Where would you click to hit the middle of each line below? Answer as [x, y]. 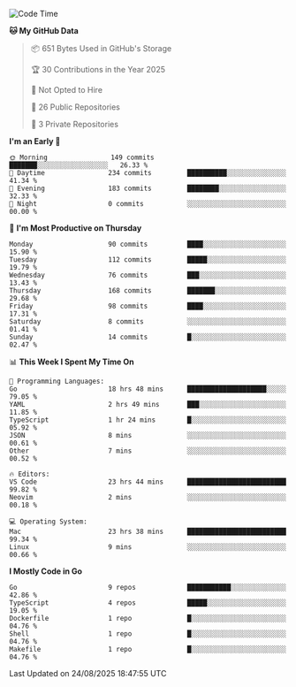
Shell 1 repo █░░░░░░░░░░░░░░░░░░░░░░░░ [148, 634]
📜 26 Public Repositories [76, 107]
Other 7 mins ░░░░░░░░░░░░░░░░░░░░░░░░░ [148, 451]
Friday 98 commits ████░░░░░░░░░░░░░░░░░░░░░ [148, 306]
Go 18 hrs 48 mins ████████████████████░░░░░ [148, 389]
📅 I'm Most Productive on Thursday [76, 228]
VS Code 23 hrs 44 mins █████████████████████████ [148, 482]
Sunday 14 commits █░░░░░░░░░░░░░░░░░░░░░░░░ [148, 337]
